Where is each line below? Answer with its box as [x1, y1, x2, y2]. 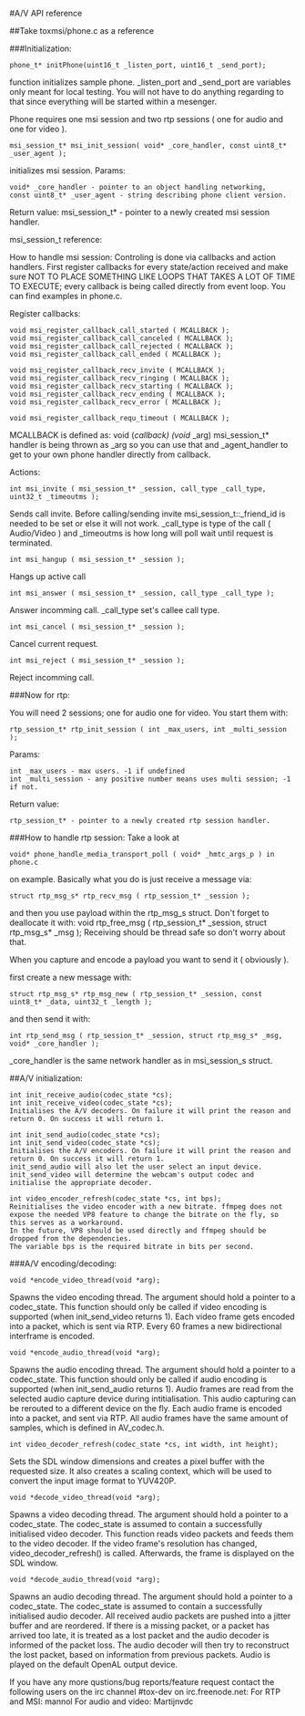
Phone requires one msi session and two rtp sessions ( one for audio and [9, 114, 284, 124]
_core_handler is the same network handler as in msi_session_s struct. [9, 1056, 273, 1066]
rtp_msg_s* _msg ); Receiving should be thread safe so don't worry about [9, 927, 286, 938]
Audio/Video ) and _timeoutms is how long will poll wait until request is [9, 528, 274, 538]
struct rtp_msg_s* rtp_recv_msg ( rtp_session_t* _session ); [9, 891, 250, 900]
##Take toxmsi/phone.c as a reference [9, 26, 155, 36]
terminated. [9, 537, 53, 548]
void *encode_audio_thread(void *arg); [9, 1348, 161, 1357]
